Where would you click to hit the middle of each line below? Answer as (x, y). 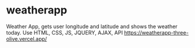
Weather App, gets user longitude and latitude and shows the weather (92, 26)
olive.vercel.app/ (27, 39)
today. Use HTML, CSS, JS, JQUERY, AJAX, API (65, 32)
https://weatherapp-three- (156, 32)
